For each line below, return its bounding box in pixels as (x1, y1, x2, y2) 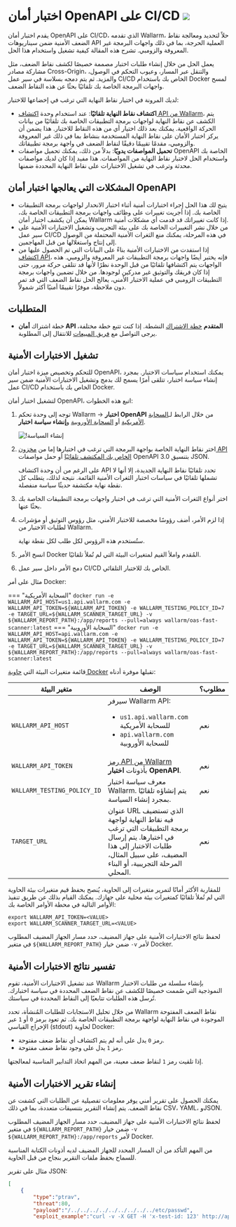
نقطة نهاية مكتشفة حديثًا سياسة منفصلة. (18, 481, 123, 489)
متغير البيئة (40, 684, 73, 694)
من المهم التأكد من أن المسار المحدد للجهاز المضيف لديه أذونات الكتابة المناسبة (8, 1146, 213, 1154)
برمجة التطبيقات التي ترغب (108, 824, 189, 833)
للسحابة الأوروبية (119, 739, 169, 748)
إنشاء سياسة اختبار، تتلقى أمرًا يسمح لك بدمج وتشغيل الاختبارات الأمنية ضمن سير (8, 375, 218, 384)
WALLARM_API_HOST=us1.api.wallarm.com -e (8, 599, 131, 606)
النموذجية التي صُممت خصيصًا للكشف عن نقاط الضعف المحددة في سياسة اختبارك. (8, 987, 223, 995)
